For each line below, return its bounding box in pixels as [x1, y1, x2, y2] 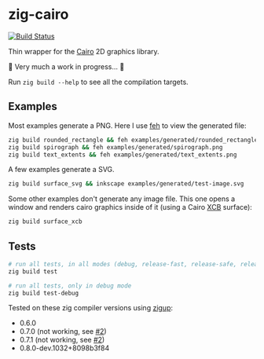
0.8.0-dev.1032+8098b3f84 [19, 343, 110, 353]
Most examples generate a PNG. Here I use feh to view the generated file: [8, 120, 247, 130]
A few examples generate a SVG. [8, 165, 115, 174]
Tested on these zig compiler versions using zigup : [8, 303, 174, 313]
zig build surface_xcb [8, 218, 82, 225]
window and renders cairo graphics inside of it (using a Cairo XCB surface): [8, 203, 253, 212]
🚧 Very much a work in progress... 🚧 [8, 61, 125, 71]
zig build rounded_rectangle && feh [8, 136, 128, 144]
